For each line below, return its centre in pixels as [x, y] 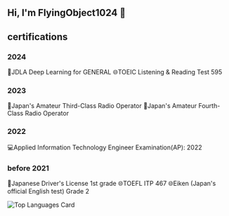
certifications [38, 37]
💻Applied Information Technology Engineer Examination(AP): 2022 [105, 147]
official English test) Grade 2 [48, 191]
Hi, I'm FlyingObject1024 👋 [67, 13]
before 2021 [28, 168]
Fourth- [209, 106]
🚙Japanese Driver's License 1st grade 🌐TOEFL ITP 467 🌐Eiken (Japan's [112, 183]
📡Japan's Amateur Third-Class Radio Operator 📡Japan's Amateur [102, 106]
